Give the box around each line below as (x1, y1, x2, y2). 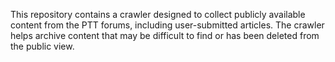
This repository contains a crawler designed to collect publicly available (10, 9, 306, 20)
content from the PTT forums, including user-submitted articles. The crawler (10, 19, 325, 31)
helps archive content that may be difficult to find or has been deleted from (10, 30, 320, 41)
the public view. (10, 40, 75, 52)
